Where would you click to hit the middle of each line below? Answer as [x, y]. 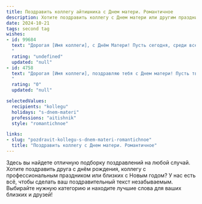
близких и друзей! [29, 194]
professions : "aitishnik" [44, 118]
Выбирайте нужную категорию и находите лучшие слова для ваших [94, 188]
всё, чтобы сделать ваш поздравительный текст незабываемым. [90, 182]
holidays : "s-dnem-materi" [45, 112]
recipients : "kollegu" [40, 107]
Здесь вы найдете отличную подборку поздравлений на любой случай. [98, 162]
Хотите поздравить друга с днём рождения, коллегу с [76, 168]
